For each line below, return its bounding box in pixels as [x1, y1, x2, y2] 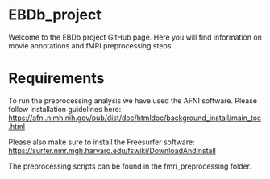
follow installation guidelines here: [8, 104, 122, 114]
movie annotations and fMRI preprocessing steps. [8, 40, 174, 50]
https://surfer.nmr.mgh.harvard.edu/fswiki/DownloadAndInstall [8, 145, 216, 155]
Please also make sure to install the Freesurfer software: [8, 137, 195, 147]
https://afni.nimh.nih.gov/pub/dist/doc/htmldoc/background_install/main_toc [8, 113, 262, 123]
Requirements [8, 69, 105, 88]
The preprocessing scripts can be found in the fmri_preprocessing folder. [8, 161, 252, 171]
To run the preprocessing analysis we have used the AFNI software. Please [8, 95, 258, 106]
